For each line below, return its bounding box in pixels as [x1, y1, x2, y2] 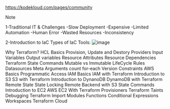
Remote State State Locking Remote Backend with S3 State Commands [5, 81, 155, 88]
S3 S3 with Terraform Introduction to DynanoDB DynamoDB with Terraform [5, 76, 163, 82]
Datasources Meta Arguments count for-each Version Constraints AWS [5, 66, 154, 71]
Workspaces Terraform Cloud [5, 98, 68, 104]
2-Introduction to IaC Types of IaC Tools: [5, 39, 91, 45]
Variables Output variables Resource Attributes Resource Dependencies [5, 54, 156, 61]
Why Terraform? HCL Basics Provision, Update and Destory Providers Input [5, 49, 163, 55]
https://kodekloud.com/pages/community [5, 5, 93, 10]
